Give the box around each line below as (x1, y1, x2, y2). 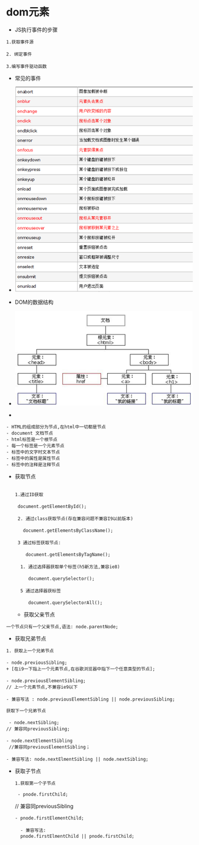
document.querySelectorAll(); (28, 599, 103, 606)
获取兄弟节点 (14, 635, 46, 642)
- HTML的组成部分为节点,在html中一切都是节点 (6, 424, 106, 430)
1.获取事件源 (6, 39, 34, 45)
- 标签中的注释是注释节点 (6, 461, 60, 468)
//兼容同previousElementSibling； (8, 744, 91, 750)
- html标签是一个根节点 (6, 436, 58, 442)
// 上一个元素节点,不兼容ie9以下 (6, 684, 78, 690)
